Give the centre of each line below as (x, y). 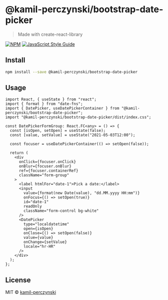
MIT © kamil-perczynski (31, 292)
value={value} (38, 238)
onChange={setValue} (45, 242)
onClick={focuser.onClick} (47, 162)
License (18, 280)
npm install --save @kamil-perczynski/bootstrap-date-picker (72, 72)
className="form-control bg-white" (61, 211)
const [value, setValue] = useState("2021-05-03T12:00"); (73, 135)
